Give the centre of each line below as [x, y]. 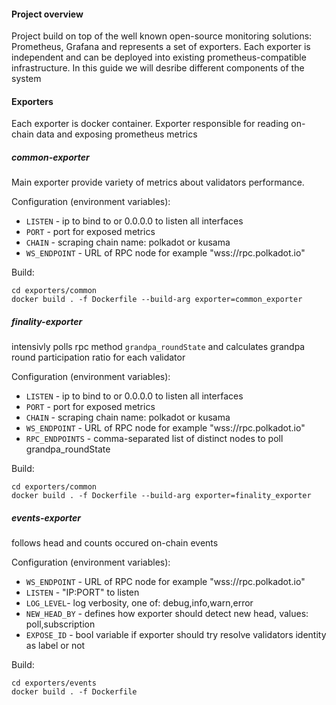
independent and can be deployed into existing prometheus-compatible [159, 57]
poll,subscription [60, 624]
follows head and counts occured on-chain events [115, 543]
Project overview [47, 14]
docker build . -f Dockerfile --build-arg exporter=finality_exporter [161, 496]
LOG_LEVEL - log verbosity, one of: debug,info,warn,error [139, 603]
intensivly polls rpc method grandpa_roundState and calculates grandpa [158, 347]
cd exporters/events [54, 683]
